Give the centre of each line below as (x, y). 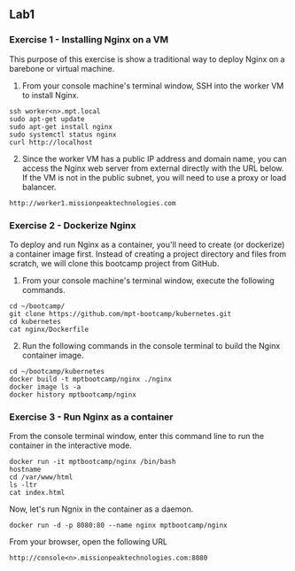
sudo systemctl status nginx (63, 135)
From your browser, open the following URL (89, 542)
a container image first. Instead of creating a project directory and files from (148, 254)
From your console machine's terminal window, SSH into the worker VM (153, 85)
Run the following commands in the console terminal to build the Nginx (151, 345)
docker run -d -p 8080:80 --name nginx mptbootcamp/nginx (118, 526)
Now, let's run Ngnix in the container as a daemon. (101, 509)
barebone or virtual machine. (62, 68)
